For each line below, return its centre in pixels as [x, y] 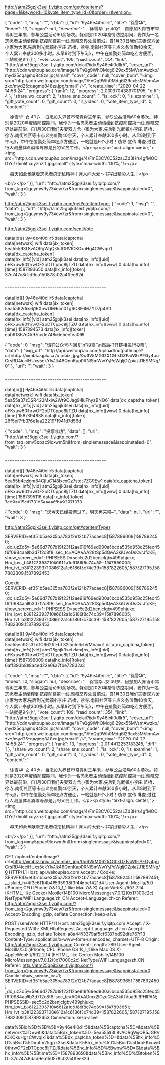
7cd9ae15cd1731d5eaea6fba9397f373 [43, 502]
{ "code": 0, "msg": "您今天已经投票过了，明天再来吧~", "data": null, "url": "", [82, 512]
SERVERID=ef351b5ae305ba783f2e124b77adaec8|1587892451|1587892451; [82, 877]
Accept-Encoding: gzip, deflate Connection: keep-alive [61, 914]
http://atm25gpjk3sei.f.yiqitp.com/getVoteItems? [54, 7]
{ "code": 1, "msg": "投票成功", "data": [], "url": [52, 431]
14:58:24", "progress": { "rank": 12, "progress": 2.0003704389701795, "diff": [82, 91]
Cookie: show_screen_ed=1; [33, 976]
